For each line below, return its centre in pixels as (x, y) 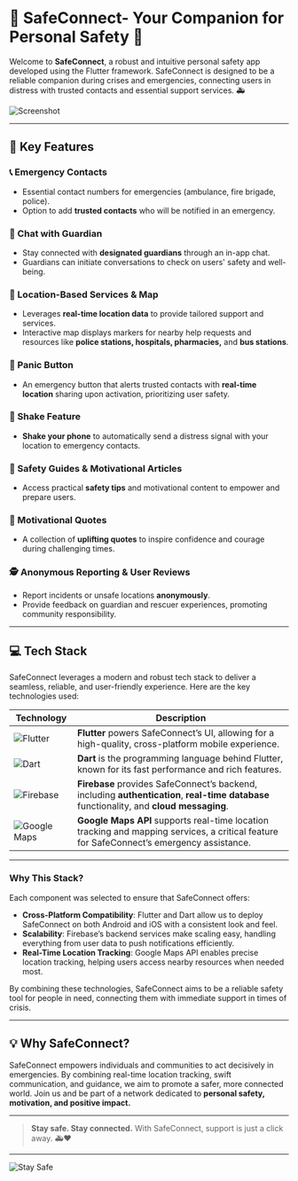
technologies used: (44, 696)
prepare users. (49, 497)
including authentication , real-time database (173, 794)
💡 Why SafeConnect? (70, 1044)
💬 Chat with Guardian (56, 233)
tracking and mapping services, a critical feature (178, 831)
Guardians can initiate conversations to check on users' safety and (144, 262)
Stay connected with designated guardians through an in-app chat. (146, 253)
